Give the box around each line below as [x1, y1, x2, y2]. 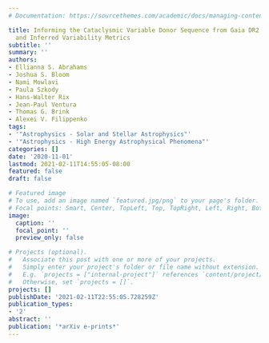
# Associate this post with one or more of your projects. [8, 256, 217, 264]
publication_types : [8, 301, 74, 309]
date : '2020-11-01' [8, 153, 74, 161]
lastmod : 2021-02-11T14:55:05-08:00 [8, 160, 130, 168]
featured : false [8, 167, 62, 176]
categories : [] [8, 145, 59, 153]
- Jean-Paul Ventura [8, 101, 78, 109]
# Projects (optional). [8, 249, 88, 257]
